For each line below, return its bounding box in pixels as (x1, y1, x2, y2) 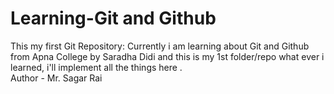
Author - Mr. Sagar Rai (10, 72, 103, 84)
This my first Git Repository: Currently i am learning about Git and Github (10, 40, 310, 52)
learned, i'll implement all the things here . (10, 61, 183, 73)
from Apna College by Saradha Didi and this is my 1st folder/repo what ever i (10, 50, 325, 62)
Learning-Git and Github (10, 7, 217, 30)
